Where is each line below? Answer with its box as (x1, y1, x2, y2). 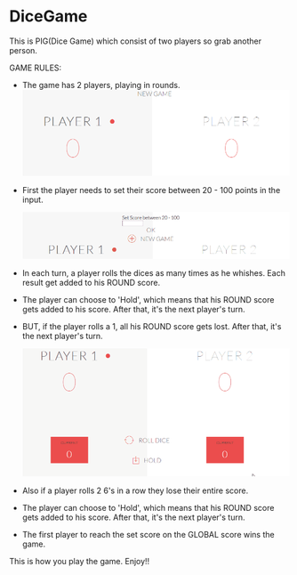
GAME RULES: (9, 62, 62, 73)
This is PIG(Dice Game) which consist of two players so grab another (9, 36, 262, 46)
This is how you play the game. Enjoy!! (9, 555, 150, 566)
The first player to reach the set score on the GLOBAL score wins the (21, 529, 275, 539)
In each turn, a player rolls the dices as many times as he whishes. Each (21, 267, 286, 278)
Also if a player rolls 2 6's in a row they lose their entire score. (21, 485, 249, 496)
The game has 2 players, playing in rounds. (21, 79, 181, 90)
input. (21, 194, 44, 205)
